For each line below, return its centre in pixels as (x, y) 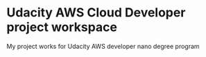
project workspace (62, 27)
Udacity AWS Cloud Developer (96, 13)
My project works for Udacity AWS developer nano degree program (103, 46)
